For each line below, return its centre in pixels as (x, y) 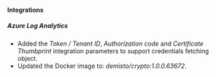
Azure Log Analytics (38, 26)
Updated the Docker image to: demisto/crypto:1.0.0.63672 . (102, 66)
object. (27, 58)
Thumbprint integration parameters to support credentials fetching (113, 51)
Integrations (26, 10)
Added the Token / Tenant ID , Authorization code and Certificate (110, 43)
